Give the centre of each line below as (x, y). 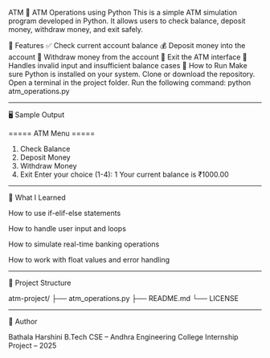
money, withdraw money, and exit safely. (76, 29)
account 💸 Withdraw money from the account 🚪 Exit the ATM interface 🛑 (128, 57)
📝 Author (23, 321)
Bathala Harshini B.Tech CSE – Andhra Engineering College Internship (123, 337)
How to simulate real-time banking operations (84, 244)
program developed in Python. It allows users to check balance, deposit (127, 21)
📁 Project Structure (40, 283)
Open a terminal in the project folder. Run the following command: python (130, 83)
